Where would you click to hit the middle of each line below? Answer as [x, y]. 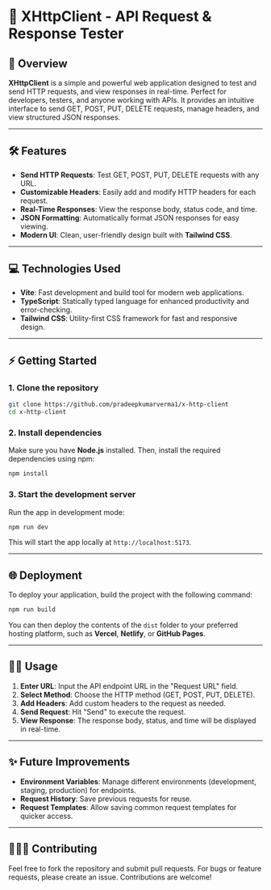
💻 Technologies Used [65, 269]
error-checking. [46, 310]
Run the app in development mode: [67, 512]
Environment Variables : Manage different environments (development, [138, 781]
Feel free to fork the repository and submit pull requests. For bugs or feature [135, 868]
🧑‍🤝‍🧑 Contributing [53, 849]
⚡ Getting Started [52, 361]
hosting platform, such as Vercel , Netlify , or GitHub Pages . [107, 634]
